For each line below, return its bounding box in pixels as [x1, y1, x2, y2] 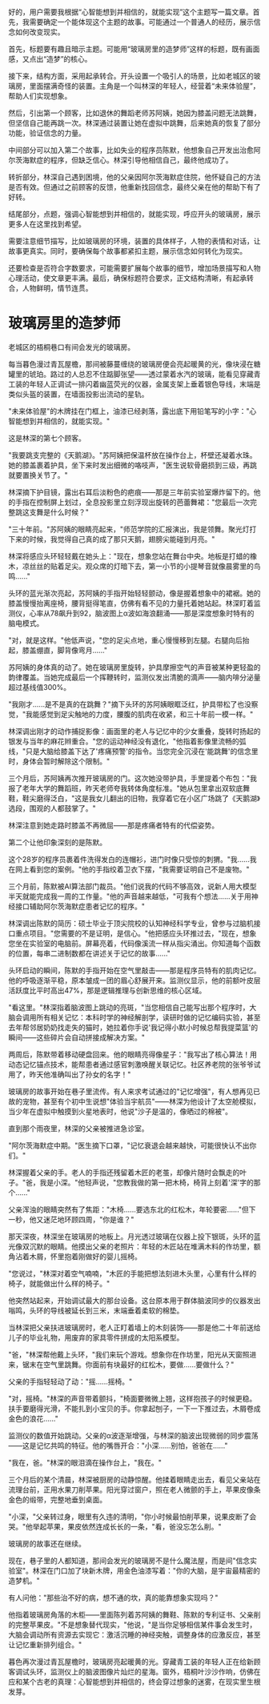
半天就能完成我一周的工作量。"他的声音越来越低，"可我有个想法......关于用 [8, 891, 252, 901]
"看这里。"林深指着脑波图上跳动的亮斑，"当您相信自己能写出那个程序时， [8, 1002, 250, 1012]
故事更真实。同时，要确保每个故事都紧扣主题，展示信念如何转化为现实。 [8, 247, 247, 255]
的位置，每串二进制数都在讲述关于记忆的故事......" [8, 948, 171, 958]
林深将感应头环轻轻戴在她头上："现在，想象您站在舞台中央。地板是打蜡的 [8, 551, 251, 561]
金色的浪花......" [8, 1413, 58, 1423]
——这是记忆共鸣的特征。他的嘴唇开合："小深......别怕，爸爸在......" [8, 1441, 228, 1450]
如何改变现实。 [14, 27, 65, 37]
